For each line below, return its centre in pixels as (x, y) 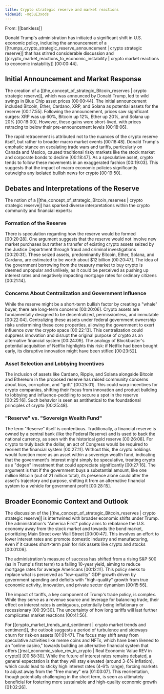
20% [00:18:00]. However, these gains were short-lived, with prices (73, 122)
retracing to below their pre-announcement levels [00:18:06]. (66, 127)
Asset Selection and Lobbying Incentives (55, 364)
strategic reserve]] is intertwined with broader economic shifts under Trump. (82, 518)
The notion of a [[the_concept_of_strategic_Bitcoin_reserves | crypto (74, 200)
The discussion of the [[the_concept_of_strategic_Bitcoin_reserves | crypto (81, 513)
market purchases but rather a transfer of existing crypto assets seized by (80, 244)
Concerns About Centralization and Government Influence (76, 293)
